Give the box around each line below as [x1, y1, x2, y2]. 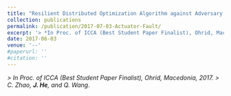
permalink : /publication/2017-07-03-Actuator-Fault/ [7, 23, 162, 29]
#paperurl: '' [7, 49, 48, 56]
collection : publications [7, 16, 81, 23]
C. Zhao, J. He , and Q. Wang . [7, 80, 91, 89]
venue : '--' [7, 42, 41, 49]
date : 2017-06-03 [7, 36, 57, 43]
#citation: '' [7, 55, 48, 62]
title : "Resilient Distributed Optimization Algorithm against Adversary [7, 10, 223, 17]
